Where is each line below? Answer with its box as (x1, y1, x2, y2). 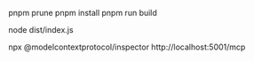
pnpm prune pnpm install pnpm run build (8, 8, 157, 18)
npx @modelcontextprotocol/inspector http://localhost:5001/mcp (8, 42, 246, 52)
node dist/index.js (8, 25, 74, 34)
